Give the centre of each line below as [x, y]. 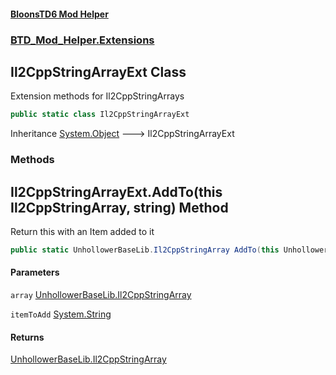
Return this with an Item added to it [82, 231]
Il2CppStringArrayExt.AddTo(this [116, 191]
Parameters [35, 272]
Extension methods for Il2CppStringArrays [97, 96]
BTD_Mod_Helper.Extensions [82, 40]
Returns [27, 337]
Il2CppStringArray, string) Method [119, 207]
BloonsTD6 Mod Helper [59, 14]
